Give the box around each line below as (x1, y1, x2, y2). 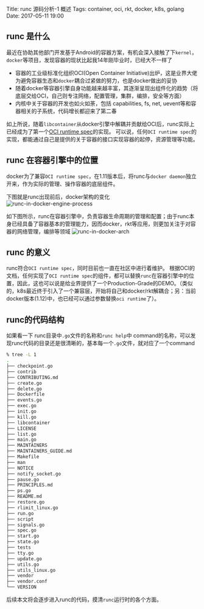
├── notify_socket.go (6, 471, 62, 477)
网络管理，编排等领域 (16, 227, 71, 235)
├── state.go (6, 539, 40, 545)
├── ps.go (6, 488, 32, 494)
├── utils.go (6, 561, 40, 568)
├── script (6, 516, 34, 522)
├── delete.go (6, 386, 43, 392)
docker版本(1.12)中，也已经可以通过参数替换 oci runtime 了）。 (6, 295, 160, 302)
